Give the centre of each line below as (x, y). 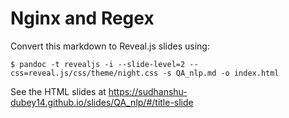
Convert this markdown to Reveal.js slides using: (110, 46)
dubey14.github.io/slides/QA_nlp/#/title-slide (102, 102)
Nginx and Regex (82, 18)
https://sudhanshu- (148, 91)
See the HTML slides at (58, 91)
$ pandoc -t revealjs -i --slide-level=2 (98, 64)
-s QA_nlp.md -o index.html (221, 73)
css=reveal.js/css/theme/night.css (84, 73)
